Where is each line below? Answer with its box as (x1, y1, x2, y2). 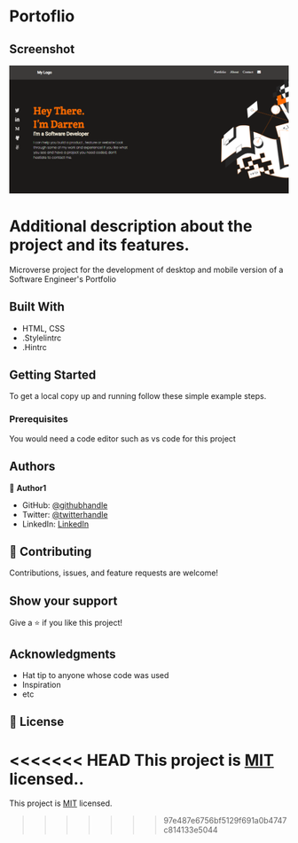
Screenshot (9, 42, 75, 57)
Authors (9, 459, 56, 474)
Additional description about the (9, 216, 253, 237)
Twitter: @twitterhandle (21, 509, 108, 519)
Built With (9, 300, 65, 315)
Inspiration (21, 679, 61, 690)
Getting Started (9, 367, 97, 382)
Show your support (9, 593, 118, 608)
